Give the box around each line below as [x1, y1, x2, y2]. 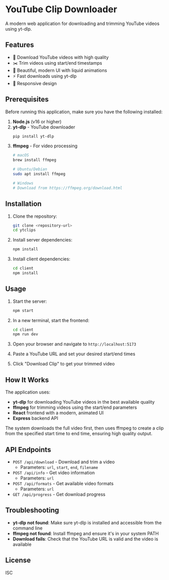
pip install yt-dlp [12, 134, 54, 139]
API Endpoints [5, 445, 51, 454]
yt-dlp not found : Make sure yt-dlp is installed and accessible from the [12, 519, 162, 525]
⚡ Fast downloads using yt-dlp [12, 73, 77, 79]
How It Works [5, 376, 49, 384]
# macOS [12, 153, 29, 158]
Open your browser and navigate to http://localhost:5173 [12, 341, 136, 347]
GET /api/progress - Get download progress [12, 491, 106, 497]
